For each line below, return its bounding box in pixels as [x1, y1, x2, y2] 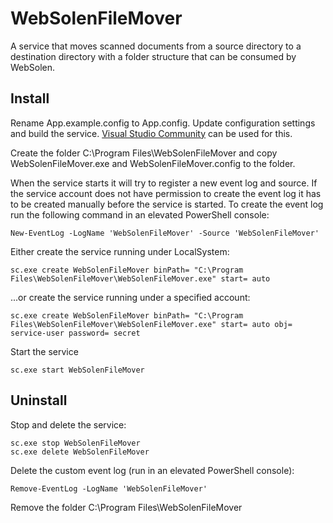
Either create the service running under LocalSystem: [10, 245, 230, 257]
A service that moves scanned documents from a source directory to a [10, 40, 302, 52]
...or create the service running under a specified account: [10, 291, 251, 303]
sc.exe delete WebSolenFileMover [10, 447, 150, 457]
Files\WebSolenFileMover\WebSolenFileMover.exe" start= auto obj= [10, 319, 293, 329]
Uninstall [10, 392, 68, 409]
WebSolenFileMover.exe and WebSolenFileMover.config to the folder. [10, 157, 296, 169]
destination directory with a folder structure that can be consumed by [10, 50, 297, 62]
